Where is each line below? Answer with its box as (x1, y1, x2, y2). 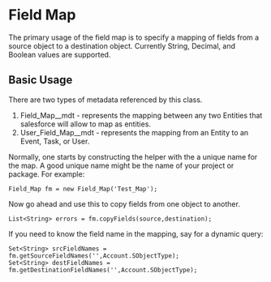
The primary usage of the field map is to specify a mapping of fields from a (8, 32, 260, 42)
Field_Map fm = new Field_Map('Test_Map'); (8, 185, 158, 193)
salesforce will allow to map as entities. (19, 119, 152, 129)
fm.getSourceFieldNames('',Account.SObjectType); (8, 251, 180, 260)
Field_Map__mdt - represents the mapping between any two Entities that (19, 110, 263, 120)
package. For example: (8, 169, 85, 179)
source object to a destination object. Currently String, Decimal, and (8, 41, 236, 50)
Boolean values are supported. (8, 49, 111, 59)
